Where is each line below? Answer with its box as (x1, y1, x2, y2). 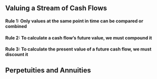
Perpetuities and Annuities (5, 66, 91, 74)
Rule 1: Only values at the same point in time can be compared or (5, 17, 143, 24)
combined (5, 23, 27, 29)
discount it (5, 51, 29, 57)
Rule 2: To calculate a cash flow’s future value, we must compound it (5, 34, 152, 40)
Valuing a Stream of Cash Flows (5, 4, 108, 12)
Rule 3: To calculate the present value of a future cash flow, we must (5, 46, 151, 52)
